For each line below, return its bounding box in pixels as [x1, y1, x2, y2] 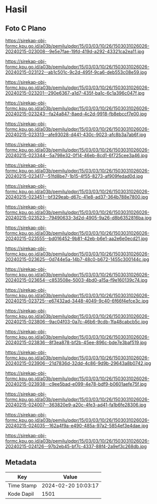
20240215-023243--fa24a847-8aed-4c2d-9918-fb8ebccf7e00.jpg [5, 111, 147, 117]
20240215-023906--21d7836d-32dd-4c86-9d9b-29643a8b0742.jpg [5, 360, 151, 366]
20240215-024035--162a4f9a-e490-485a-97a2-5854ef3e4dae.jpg [5, 423, 149, 428]
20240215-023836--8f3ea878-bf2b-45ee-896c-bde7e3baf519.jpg [5, 339, 147, 345]
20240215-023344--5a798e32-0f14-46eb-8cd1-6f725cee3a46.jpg [5, 152, 148, 158]
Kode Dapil [8, 490, 34, 497]
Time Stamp [8, 482, 37, 489]
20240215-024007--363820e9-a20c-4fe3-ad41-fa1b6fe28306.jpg [5, 402, 146, 408]
